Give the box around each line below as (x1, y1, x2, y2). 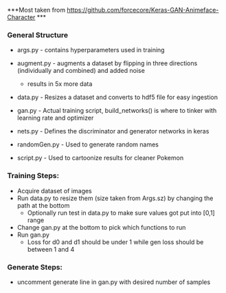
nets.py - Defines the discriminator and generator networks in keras (16, 127, 210, 135)
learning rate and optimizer (16, 113, 94, 122)
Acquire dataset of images (16, 186, 93, 195)
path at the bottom (16, 201, 70, 209)
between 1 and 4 (27, 245, 75, 253)
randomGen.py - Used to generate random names (16, 140, 159, 149)
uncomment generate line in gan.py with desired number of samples (16, 278, 211, 286)
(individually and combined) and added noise (16, 67, 146, 75)
